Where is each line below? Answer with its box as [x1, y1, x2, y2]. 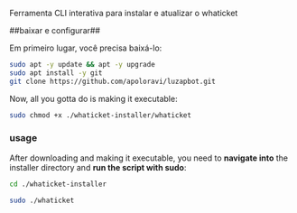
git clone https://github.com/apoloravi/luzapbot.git [9, 77, 217, 86]
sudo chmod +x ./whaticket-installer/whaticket [9, 110, 192, 120]
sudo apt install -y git [9, 68, 103, 78]
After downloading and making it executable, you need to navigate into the [9, 153, 289, 163]
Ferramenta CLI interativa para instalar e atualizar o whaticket [9, 8, 238, 18]
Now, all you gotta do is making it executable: [9, 93, 178, 104]
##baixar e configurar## [9, 25, 101, 35]
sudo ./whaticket [9, 196, 75, 205]
